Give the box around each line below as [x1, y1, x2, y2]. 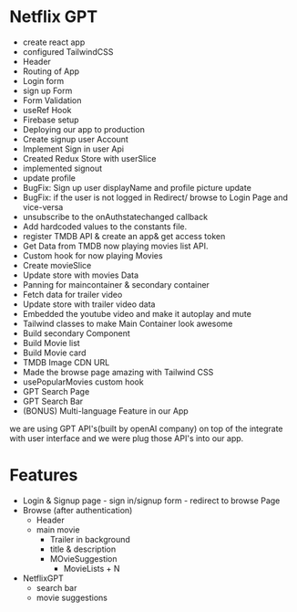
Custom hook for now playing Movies [22, 249, 163, 261]
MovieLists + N [63, 563, 120, 574]
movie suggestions [36, 592, 108, 603]
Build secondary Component [22, 327, 130, 339]
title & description [49, 543, 117, 554]
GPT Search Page [22, 385, 90, 396]
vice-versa [22, 201, 64, 212]
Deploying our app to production [22, 123, 146, 134]
